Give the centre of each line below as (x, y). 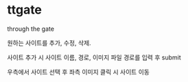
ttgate (25, 10)
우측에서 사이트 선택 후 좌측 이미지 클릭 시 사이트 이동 (78, 72)
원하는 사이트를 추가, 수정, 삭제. (49, 42)
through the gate (31, 29)
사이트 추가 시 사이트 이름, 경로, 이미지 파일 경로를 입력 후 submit (94, 57)
